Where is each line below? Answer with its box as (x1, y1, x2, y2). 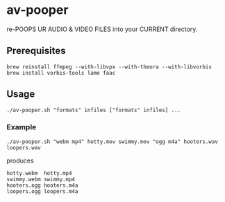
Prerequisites (6, 45, 66, 57)
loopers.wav (6, 144, 41, 151)
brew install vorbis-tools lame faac (6, 69, 116, 76)
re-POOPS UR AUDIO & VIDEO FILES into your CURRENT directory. (6, 25, 198, 33)
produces (6, 156, 34, 165)
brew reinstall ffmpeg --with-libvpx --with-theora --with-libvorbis (6, 63, 212, 71)
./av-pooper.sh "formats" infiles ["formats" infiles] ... (6, 107, 181, 113)
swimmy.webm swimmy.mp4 (6, 176, 76, 183)
